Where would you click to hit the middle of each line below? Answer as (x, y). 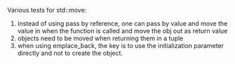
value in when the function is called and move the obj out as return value (122, 31)
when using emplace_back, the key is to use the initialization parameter (121, 46)
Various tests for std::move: (47, 10)
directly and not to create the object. (70, 53)
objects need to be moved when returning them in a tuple (100, 38)
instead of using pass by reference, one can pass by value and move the (122, 23)
